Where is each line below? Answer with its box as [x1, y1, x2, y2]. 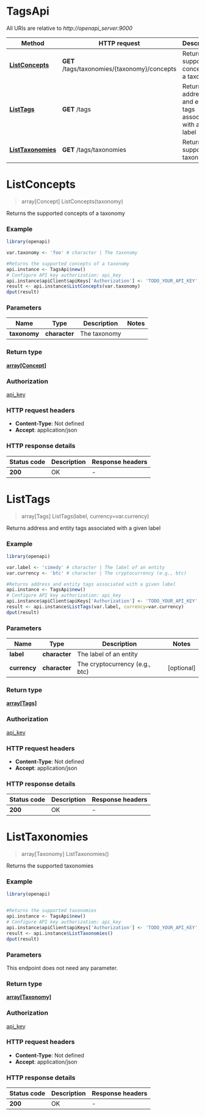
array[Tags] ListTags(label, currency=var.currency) [21, 512, 149, 520]
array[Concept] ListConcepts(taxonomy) [21, 197, 124, 205]
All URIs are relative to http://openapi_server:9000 [6, 24, 133, 32]
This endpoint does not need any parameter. [6, 964, 118, 971]
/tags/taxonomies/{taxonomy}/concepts [62, 64, 177, 73]
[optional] [167, 664, 196, 672]
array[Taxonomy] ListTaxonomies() [21, 850, 109, 858]
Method [21, 38, 45, 47]
